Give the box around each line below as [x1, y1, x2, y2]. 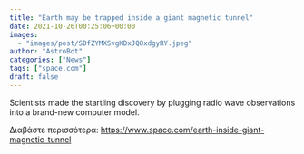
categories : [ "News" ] [9, 55, 92, 64]
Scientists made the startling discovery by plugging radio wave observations [9, 97, 296, 108]
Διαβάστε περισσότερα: [9, 124, 99, 135]
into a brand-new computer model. [9, 106, 140, 118]
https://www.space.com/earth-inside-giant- [100, 124, 265, 135]
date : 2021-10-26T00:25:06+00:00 [9, 22, 136, 31]
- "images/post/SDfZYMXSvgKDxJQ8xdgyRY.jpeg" [17, 38, 193, 48]
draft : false [9, 72, 59, 82]
